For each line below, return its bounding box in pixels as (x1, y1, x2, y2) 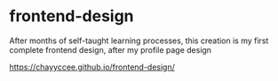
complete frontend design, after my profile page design (9, 44, 211, 55)
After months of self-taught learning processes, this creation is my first (9, 35, 269, 46)
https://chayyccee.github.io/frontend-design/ (9, 62, 176, 72)
